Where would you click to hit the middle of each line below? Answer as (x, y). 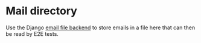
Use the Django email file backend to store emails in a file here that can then (101, 27)
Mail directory (42, 11)
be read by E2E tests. (32, 33)
